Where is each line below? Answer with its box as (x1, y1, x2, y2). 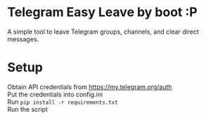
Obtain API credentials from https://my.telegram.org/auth (7, 82, 172, 91)
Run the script (7, 105, 48, 113)
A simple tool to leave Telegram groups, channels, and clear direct (7, 27, 199, 36)
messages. (7, 34, 39, 43)
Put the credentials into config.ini (7, 90, 103, 98)
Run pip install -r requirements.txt (7, 98, 118, 106)
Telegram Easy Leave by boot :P (7, 4, 198, 20)
